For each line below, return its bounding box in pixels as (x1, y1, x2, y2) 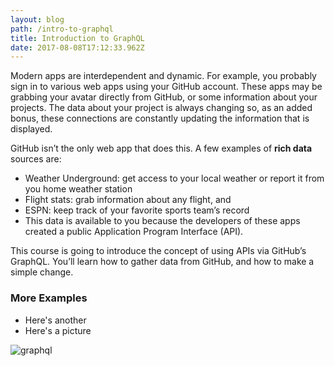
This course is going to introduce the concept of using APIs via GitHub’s (10, 245, 307, 257)
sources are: (10, 153, 62, 165)
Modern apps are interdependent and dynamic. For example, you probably (10, 70, 317, 82)
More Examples (10, 291, 88, 305)
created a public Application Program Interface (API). (24, 226, 244, 238)
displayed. (10, 123, 53, 135)
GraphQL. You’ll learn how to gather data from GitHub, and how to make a (10, 256, 315, 268)
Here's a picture (24, 324, 92, 336)
